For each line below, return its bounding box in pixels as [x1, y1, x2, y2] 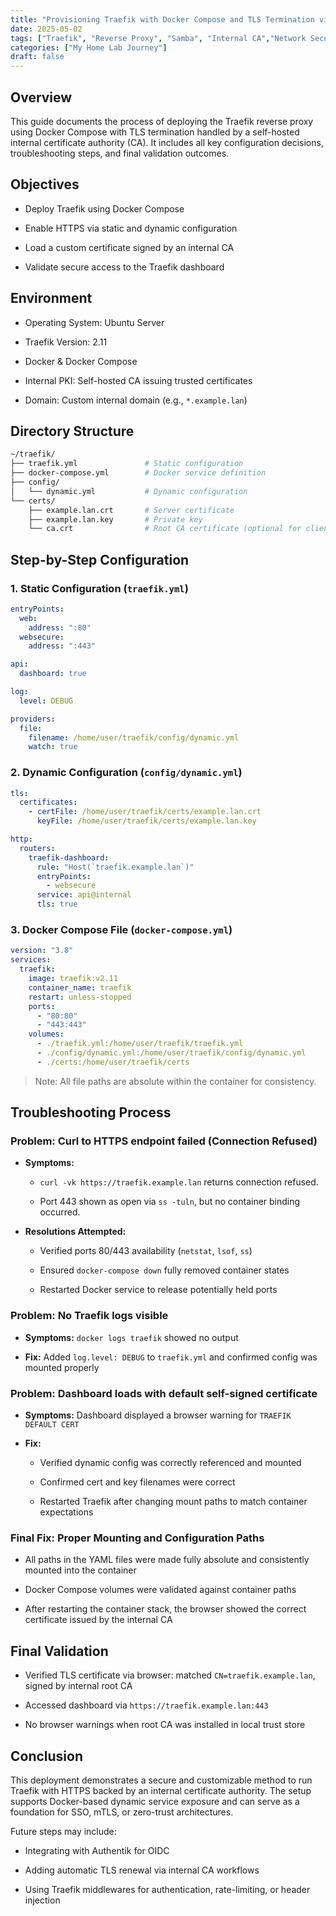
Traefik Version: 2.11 [24, 336, 108, 348]
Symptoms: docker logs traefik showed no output [24, 1331, 239, 1343]
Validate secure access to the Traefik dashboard [24, 261, 225, 273]
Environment [10, 290, 93, 307]
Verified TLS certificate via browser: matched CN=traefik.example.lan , [24, 1669, 316, 1681]
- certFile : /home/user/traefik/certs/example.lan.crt [28, 807, 262, 817]
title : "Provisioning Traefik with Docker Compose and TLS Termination [10, 14, 315, 25]
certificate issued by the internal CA [24, 1614, 173, 1626]
